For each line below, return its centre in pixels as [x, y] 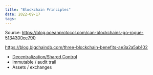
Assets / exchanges [32, 67]
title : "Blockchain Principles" [38, 10]
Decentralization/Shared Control [44, 57]
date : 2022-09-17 [23, 14]
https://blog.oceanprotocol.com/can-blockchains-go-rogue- [83, 33]
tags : [11, 19]
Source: [13, 33]
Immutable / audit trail [34, 62]
